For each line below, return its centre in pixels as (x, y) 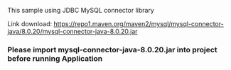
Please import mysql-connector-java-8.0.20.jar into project (113, 49)
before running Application (55, 58)
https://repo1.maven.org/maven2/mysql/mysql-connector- (138, 24)
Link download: (30, 24)
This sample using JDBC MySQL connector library (81, 10)
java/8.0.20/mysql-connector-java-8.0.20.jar (72, 31)
